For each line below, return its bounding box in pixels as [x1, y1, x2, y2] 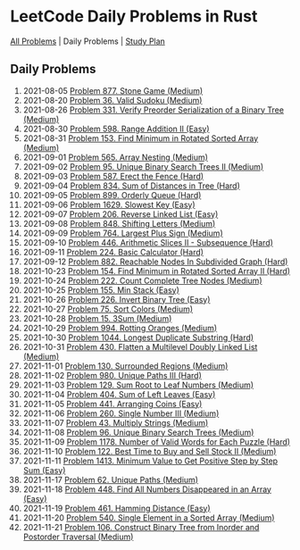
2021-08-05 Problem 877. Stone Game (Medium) [22, 85, 204, 96]
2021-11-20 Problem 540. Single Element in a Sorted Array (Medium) [22, 512, 275, 523]
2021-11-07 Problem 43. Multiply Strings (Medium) [22, 417, 209, 428]
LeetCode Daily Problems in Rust [10, 6, 258, 27]
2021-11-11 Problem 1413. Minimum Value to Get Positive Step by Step [22, 455, 279, 466]
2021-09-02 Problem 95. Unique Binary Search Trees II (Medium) [22, 161, 264, 171]
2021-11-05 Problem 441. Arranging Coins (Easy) [22, 398, 203, 409]
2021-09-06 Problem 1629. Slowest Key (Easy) [22, 199, 196, 210]
